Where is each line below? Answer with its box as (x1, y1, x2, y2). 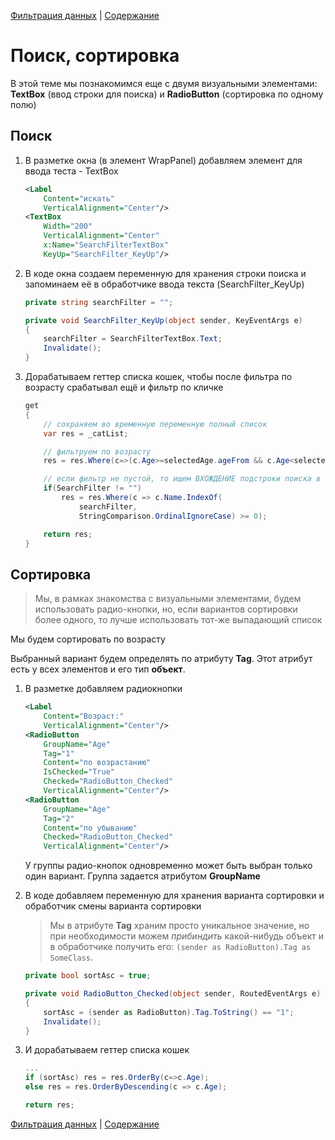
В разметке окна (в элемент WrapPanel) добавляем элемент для (24, 154, 303, 166)
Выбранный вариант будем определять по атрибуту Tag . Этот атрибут (10, 653, 313, 665)
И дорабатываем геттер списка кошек (24, 1044, 190, 1056)
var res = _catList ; (43, 428, 129, 439)
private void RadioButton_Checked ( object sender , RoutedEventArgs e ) (24, 989, 322, 999)
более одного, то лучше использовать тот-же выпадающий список (34, 614, 323, 626)
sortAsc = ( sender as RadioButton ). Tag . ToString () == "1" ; (43, 1007, 295, 1017)
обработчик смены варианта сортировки (24, 900, 202, 912)
